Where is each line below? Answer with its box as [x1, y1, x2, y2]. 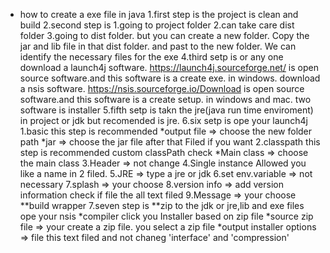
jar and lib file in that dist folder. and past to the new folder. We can [19, 40, 297, 52]
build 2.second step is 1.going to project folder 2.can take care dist [19, 19, 295, 31]
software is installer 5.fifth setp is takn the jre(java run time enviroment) [19, 104, 314, 116]
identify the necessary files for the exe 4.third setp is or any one [19, 51, 284, 63]
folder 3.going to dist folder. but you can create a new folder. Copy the [19, 30, 310, 41]
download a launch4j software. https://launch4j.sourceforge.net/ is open [19, 62, 319, 73]
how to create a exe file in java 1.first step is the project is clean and [19, 9, 299, 20]
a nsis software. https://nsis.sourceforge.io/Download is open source [19, 83, 305, 94]
